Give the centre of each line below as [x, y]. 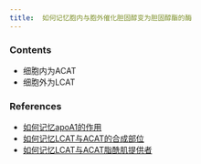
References [36, 106]
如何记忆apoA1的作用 [62, 128]
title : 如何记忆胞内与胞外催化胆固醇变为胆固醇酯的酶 [100, 18]
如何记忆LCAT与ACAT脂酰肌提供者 [87, 150]
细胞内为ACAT [49, 70]
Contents [31, 49]
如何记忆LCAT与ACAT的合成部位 [83, 138]
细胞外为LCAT [49, 82]
